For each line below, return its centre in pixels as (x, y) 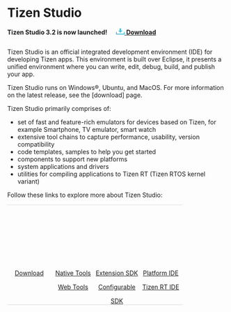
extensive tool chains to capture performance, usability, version (109, 137)
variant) (29, 181)
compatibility (36, 144)
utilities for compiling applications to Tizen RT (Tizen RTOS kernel (111, 174)
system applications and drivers (63, 166)
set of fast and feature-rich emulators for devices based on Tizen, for (117, 122)
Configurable (117, 287)
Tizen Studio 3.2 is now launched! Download (82, 32)
